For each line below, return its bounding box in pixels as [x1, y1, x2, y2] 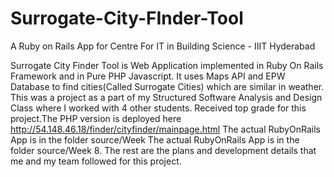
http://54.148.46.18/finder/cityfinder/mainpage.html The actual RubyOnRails [10, 123, 321, 135]
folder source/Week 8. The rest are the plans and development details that [10, 144, 317, 156]
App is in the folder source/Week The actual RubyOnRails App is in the [10, 133, 300, 146]
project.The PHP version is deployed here [10, 112, 182, 124]
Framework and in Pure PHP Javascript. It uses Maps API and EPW [10, 70, 286, 82]
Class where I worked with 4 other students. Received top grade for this [10, 102, 307, 114]
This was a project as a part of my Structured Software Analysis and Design [10, 91, 323, 103]
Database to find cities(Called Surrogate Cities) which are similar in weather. [10, 80, 325, 92]
